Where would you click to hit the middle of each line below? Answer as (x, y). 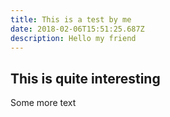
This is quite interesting (85, 78)
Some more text (43, 103)
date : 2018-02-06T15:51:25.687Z (77, 29)
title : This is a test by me (71, 19)
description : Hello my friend (73, 38)
